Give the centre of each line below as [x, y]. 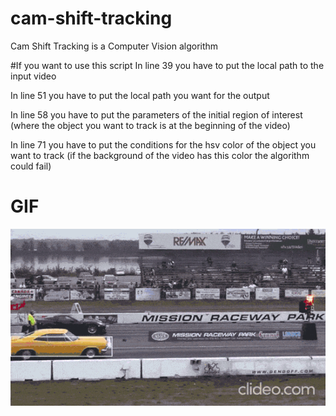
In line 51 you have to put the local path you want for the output [140, 95]
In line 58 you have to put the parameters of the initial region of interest [156, 114]
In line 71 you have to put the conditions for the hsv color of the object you [163, 144]
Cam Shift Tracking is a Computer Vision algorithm [114, 46]
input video [33, 76]
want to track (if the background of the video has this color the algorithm [160, 155]
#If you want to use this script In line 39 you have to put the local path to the [167, 65]
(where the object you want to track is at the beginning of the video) [150, 125]
